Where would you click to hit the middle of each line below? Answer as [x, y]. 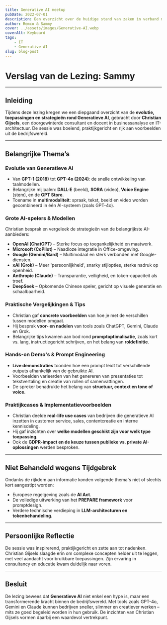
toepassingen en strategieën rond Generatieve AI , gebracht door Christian [83, 118]
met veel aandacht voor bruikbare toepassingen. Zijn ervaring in [71, 558]
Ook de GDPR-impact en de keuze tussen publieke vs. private [77, 442]
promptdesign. [27, 505]
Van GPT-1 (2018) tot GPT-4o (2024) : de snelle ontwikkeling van [79, 179]
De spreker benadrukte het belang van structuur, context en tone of [83, 387]
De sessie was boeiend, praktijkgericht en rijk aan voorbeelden [96, 128]
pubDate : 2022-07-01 [27, 14]
